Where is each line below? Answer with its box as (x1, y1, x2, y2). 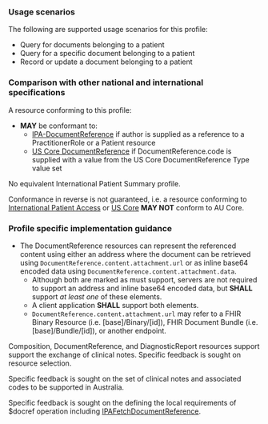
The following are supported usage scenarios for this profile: (8, 25, 208, 34)
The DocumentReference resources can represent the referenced (19, 241, 237, 250)
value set (31, 163, 62, 173)
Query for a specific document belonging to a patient (19, 49, 195, 58)
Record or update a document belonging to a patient (19, 57, 194, 66)
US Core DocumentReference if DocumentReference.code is (31, 146, 232, 156)
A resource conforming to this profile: (8, 105, 132, 114)
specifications (8, 87, 66, 98)
